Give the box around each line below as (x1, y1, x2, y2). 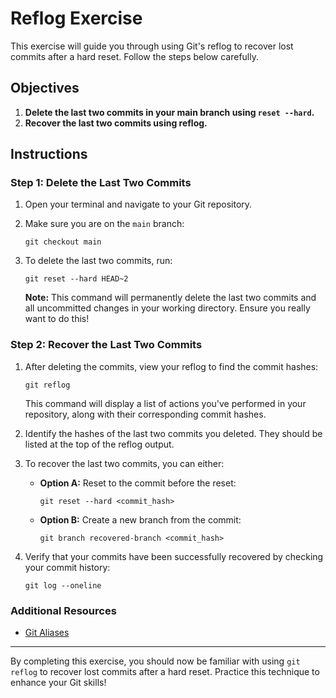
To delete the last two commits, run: (24, 255, 173, 267)
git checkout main (24, 237, 102, 247)
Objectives (10, 80, 80, 97)
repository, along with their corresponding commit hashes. (24, 408, 267, 420)
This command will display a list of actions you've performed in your (24, 397, 307, 409)
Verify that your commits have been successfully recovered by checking (24, 550, 324, 562)
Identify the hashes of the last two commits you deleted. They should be (24, 427, 323, 439)
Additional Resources (10, 603, 117, 617)
